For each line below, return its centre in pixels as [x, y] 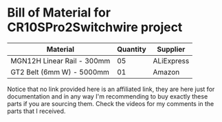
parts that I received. [36, 111]
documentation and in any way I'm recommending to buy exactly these [108, 96]
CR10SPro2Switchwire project [95, 27]
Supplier [171, 49]
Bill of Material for [59, 13]
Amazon [166, 72]
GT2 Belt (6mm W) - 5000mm [60, 72]
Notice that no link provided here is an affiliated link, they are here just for [111, 89]
